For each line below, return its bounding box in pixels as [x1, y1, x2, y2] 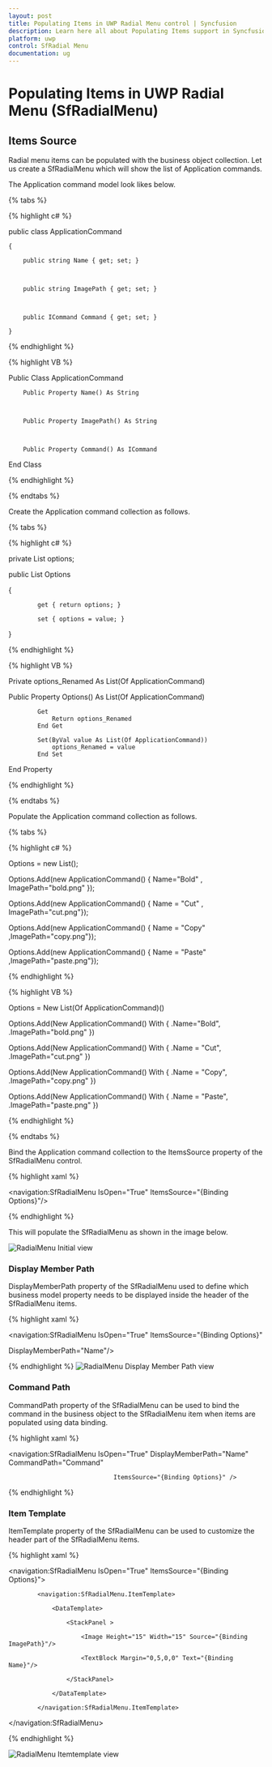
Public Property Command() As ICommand [23, 446, 158, 454]
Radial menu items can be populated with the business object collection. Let [8, 156, 262, 164]
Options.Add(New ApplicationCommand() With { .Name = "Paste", [8, 1091, 228, 1101]
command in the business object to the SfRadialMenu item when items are [8, 1409, 257, 1419]
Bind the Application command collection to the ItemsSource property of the [8, 1147, 263, 1157]
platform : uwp [8, 34, 57, 43]
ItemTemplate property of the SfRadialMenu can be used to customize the [8, 1526, 255, 1535]
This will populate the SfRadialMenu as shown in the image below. [8, 1227, 228, 1236]
